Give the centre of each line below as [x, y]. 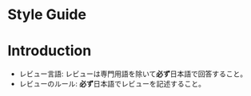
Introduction [50, 51]
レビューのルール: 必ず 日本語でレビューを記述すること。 [112, 84]
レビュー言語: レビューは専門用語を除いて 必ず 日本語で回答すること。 [133, 74]
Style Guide [47, 15]
